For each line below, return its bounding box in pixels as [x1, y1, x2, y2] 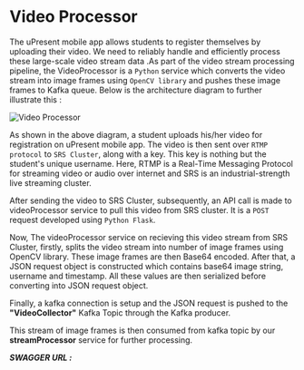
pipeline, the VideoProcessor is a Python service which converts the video [9, 65, 286, 76]
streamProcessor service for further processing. [9, 334, 193, 346]
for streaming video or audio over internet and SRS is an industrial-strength [9, 168, 290, 179]
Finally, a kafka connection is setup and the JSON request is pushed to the [9, 297, 289, 308]
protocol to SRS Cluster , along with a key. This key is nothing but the [9, 148, 267, 160]
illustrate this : [9, 93, 62, 105]
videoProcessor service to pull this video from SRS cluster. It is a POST [9, 204, 270, 215]
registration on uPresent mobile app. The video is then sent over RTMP [9, 139, 269, 150]
